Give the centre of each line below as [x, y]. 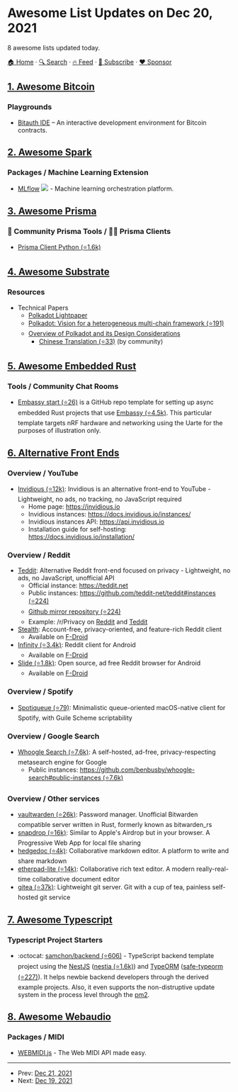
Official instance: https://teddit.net [78, 585]
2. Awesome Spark [50, 153]
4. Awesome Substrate [58, 272]
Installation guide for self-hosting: [78, 529]
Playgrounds [30, 107]
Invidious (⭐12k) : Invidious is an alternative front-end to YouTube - [114, 489]
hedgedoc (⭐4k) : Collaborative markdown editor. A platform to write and [123, 851]
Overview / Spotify [40, 692]
